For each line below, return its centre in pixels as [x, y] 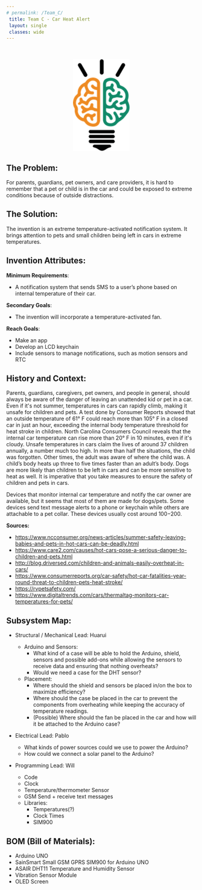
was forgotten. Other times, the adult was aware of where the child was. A [99, 457]
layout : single [28, 25]
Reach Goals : [23, 328]
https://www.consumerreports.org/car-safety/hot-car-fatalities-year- [101, 576]
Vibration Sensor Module [46, 875]
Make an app [31, 340]
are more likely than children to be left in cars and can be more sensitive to [99, 470]
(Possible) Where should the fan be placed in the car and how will [115, 718]
